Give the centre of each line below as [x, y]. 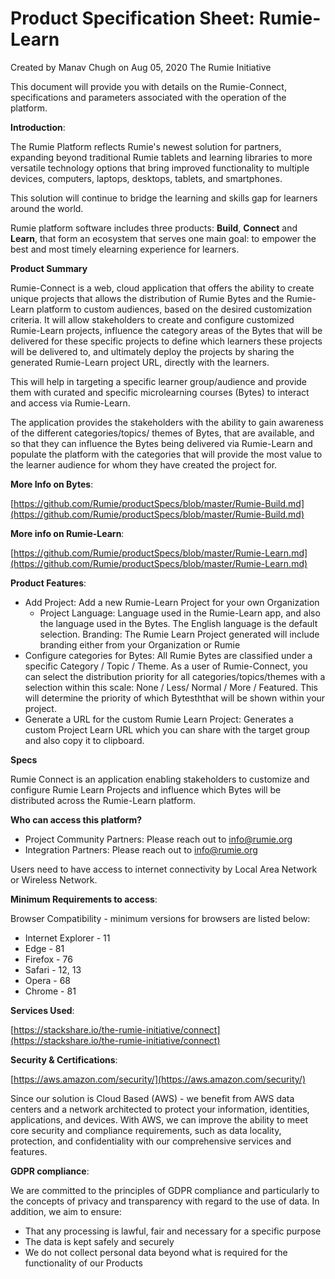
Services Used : [42, 1010]
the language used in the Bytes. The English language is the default [178, 623]
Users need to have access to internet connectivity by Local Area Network [164, 869]
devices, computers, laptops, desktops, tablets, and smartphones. [146, 178]
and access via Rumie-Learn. [70, 403]
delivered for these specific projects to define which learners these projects [166, 341]
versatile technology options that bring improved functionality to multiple [160, 168]
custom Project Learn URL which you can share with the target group [167, 729]
